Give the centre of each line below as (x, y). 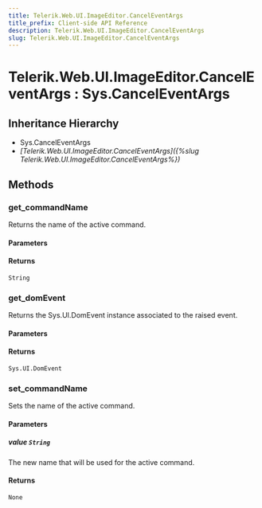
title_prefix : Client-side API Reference (78, 23)
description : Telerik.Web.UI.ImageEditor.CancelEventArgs (106, 30)
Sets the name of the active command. (72, 406)
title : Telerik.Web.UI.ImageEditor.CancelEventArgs (96, 16)
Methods (31, 184)
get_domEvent (37, 298)
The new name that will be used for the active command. (102, 462)
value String (29, 442)
